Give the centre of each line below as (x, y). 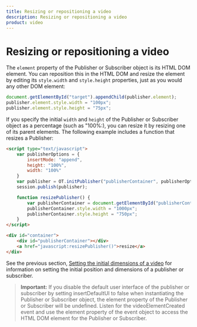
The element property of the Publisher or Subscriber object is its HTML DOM (98, 68)
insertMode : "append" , (55, 160)
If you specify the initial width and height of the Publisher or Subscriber (92, 119)
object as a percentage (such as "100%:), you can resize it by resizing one (96, 125)
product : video (25, 22)
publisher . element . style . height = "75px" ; (59, 108)
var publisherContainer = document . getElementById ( (92, 203)
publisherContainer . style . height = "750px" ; (82, 214)
